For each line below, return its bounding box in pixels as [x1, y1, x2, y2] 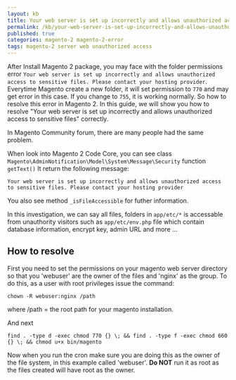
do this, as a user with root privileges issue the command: [7, 279, 174, 287]
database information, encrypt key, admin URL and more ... [7, 225, 178, 233]
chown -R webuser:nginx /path [7, 293, 96, 300]
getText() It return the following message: [7, 165, 130, 172]
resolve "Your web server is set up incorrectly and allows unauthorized [7, 107, 213, 115]
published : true [7, 30, 55, 37]
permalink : [7, 23, 39, 30]
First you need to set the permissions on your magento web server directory [7, 264, 228, 272]
